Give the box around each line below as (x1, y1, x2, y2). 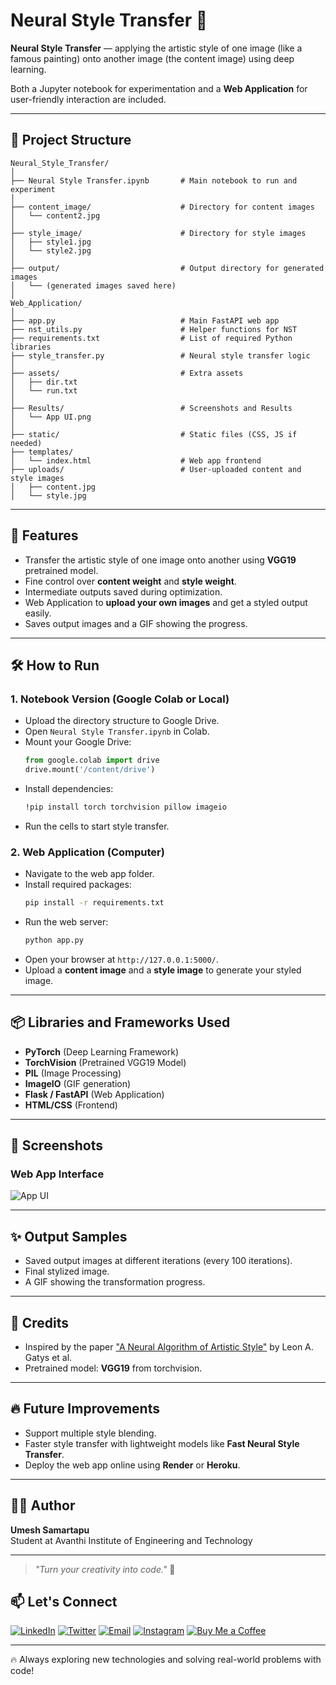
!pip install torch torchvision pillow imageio (24, 802, 227, 812)
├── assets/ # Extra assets (10, 368, 244, 378)
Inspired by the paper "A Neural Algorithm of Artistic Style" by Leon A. (24, 1341, 314, 1353)
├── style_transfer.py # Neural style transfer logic (10, 350, 311, 361)
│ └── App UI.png (10, 412, 92, 422)
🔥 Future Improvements (10, 1400, 160, 1418)
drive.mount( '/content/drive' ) (24, 765, 156, 775)
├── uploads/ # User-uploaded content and (10, 464, 302, 474)
